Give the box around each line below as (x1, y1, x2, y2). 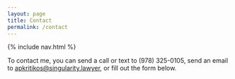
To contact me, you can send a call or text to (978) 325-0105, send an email (7, 56, 229, 65)
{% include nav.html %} (7, 43, 76, 51)
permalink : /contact (7, 23, 69, 30)
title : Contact (7, 17, 52, 24)
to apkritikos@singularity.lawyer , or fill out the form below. (7, 64, 177, 73)
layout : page (7, 10, 46, 18)
